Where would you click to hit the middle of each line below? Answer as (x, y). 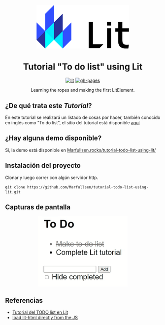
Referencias (24, 300)
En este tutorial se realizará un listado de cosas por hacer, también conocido (83, 117)
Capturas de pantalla (38, 207)
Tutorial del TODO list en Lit (40, 312)
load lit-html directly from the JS (45, 318)
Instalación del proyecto (43, 165)
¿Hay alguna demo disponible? (53, 138)
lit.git (13, 192)
